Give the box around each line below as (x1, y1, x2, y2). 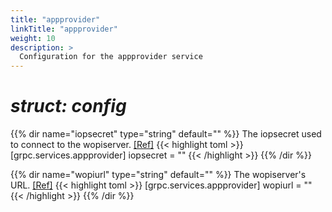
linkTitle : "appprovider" (10, 24, 118, 34)
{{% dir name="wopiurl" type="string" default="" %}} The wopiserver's (10, 169, 307, 181)
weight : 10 (10, 33, 56, 43)
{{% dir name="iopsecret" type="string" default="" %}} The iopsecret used (10, 128, 322, 140)
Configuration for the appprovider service (19, 52, 203, 62)
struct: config (10, 95, 127, 118)
